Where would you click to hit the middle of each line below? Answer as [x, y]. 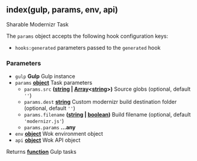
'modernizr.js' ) [44, 121]
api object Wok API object [48, 140]
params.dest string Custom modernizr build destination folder [100, 102]
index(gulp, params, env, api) [62, 10]
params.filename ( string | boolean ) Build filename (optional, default [107, 115]
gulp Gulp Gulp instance [45, 76]
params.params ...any [50, 127]
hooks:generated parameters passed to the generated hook [88, 47]
